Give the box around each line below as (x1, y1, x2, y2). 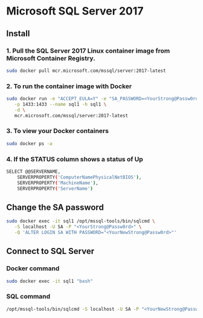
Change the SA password (6, 202, 104, 212)
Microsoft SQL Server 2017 (6, 4, 144, 18)
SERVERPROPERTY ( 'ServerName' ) (17, 186, 94, 192)
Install (6, 28, 30, 39)
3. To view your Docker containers (6, 127, 109, 135)
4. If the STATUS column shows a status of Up (6, 155, 143, 163)
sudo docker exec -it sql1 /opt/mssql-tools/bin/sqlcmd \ (6, 218, 155, 224)
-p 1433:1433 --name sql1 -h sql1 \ (14, 101, 107, 107)
